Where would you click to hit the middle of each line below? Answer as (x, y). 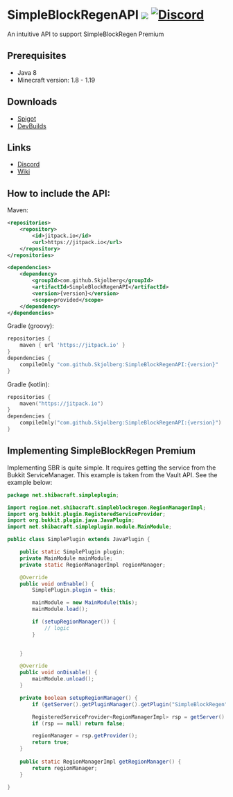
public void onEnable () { (57, 584)
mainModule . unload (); (63, 679)
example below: (30, 482)
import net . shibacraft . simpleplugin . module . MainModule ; (89, 527)
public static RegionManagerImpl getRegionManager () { (101, 762)
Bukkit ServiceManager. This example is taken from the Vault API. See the (112, 474)
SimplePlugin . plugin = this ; (74, 590)
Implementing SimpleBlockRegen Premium (102, 451)
